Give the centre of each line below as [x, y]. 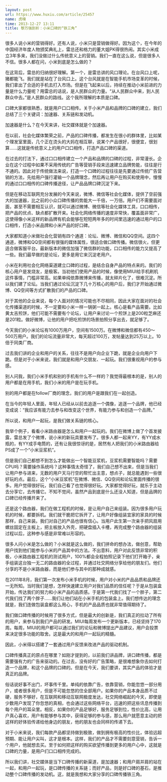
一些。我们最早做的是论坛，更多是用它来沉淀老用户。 [60, 255]
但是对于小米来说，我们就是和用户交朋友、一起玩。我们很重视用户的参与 [88, 359]
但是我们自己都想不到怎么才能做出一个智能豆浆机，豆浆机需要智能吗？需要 [81, 461]
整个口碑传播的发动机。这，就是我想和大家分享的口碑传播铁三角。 [77, 775]
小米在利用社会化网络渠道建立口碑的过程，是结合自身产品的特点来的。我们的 [83, 265]
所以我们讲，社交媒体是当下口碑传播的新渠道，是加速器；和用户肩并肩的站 [81, 762]
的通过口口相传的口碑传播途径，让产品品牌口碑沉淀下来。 [64, 184]
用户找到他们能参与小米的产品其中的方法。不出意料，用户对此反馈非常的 [79, 550]
